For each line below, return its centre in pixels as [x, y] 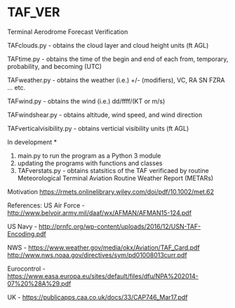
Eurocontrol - [26, 269]
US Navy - [22, 226]
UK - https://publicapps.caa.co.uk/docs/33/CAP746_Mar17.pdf [98, 297]
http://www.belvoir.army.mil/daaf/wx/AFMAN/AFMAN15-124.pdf [99, 212]
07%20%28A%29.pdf [39, 283]
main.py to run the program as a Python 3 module [89, 155]
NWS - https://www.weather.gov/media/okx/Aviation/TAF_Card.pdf [103, 248]
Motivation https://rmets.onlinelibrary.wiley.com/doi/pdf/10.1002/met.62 [111, 191]
